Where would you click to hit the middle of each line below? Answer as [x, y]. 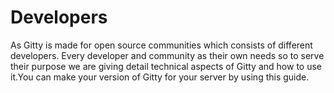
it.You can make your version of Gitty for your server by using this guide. [160, 77]
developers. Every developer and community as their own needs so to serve [167, 55]
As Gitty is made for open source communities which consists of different [161, 45]
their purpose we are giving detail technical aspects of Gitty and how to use [166, 66]
